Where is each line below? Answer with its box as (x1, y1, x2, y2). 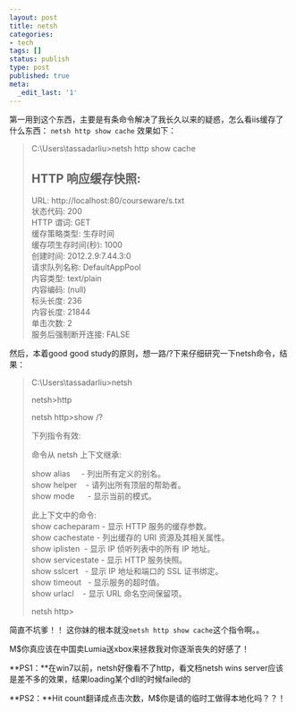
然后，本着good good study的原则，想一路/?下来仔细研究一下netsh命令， (9, 348, 280, 359)
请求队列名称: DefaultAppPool (30, 262, 141, 273)
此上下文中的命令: (30, 510, 97, 520)
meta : (9, 80, 30, 89)
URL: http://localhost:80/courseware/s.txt (30, 195, 185, 206)
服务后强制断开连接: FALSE (30, 329, 131, 340)
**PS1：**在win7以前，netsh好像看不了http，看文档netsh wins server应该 (9, 663, 284, 673)
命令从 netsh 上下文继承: (30, 450, 123, 460)
